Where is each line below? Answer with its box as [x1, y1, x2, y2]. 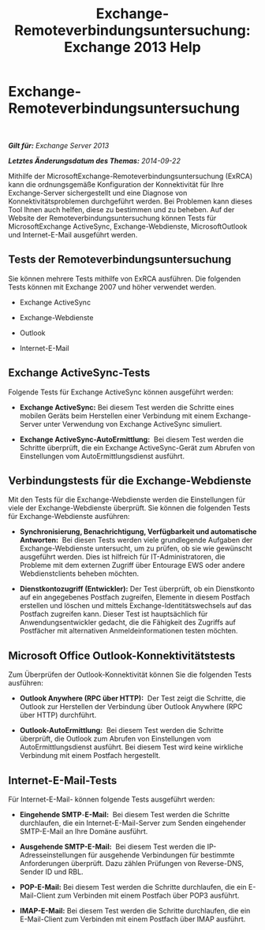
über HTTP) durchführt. [19, 711, 97, 720]
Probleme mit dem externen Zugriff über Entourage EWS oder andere [19, 561, 245, 570]
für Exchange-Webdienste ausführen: [8, 512, 130, 521]
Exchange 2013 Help [64, 39, 201, 56]
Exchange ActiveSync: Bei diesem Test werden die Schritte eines [19, 402, 234, 412]
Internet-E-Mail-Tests [8, 774, 118, 787]
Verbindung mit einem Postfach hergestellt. [19, 751, 161, 760]
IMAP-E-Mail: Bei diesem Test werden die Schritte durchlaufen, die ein [19, 906, 251, 915]
